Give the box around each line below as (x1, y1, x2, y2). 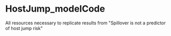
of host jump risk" (5, 25, 43, 31)
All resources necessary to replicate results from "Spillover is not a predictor (5, 20, 166, 26)
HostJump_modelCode (5, 3, 106, 15)
